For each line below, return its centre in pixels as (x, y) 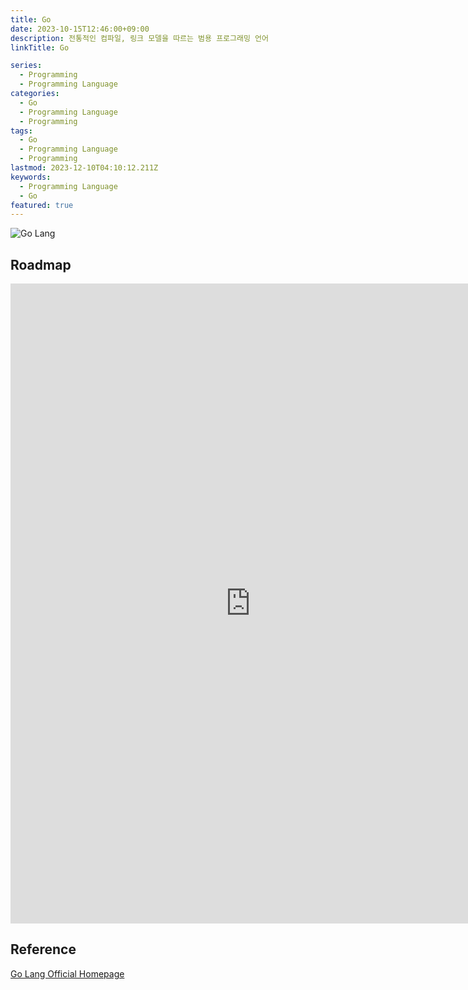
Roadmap (41, 264)
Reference (43, 949)
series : (26, 66)
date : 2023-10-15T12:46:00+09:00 (80, 29)
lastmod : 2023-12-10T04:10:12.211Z (84, 168)
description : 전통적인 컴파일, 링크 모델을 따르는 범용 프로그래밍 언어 (139, 38)
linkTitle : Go (40, 47)
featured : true (42, 205)
